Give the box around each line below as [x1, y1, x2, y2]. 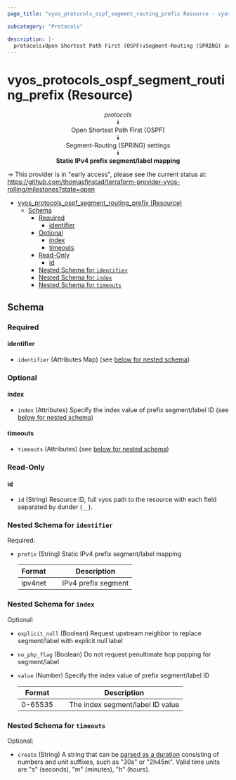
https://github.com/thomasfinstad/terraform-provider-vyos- [7, 178, 181, 186]
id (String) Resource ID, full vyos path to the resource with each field [17, 496, 217, 504]
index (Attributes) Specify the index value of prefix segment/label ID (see [17, 405, 229, 414]
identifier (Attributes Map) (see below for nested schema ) [17, 355, 190, 364]
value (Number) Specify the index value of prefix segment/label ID [17, 671, 209, 680]
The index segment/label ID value [69, 699, 180, 709]
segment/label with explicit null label [17, 636, 123, 645]
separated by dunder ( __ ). [17, 503, 93, 511]
